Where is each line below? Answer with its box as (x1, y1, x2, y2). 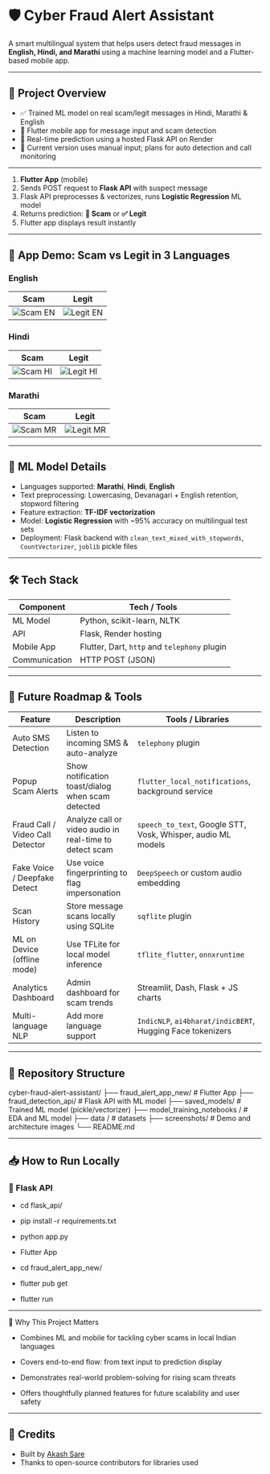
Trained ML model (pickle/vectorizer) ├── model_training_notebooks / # (8, 1105, 248, 1115)
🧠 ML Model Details (8, 460, 107, 474)
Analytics (12, 982, 48, 993)
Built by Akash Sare (19, 1449, 85, 1459)
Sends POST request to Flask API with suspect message (19, 183, 208, 193)
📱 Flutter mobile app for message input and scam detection (19, 126, 217, 135)
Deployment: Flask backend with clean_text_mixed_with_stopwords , (19, 532, 244, 542)
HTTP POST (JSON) (80, 654, 157, 665)
